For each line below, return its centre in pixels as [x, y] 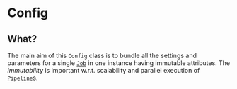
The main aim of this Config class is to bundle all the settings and [102, 55]
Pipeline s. [23, 78]
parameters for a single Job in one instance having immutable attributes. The [119, 63]
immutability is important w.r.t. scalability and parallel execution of [104, 70]
